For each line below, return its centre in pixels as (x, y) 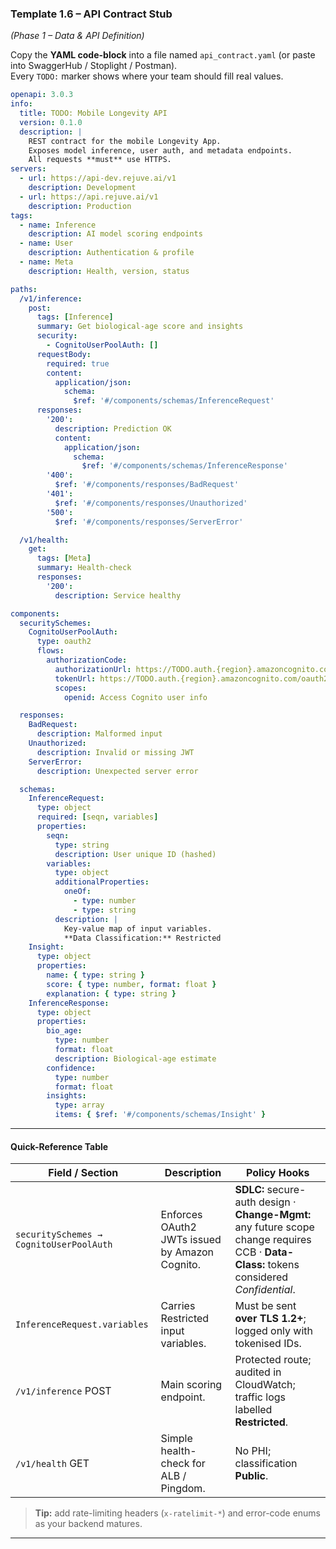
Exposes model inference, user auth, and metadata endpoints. (160, 150)
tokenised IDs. (268, 1344)
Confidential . (265, 1290)
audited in (258, 1372)
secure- (286, 1190)
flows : (50, 651)
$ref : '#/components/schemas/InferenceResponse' (184, 466)
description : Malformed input (99, 734)
